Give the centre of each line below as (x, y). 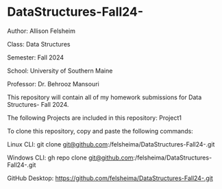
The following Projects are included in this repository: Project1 (94, 118)
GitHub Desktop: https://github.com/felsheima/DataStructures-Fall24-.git (110, 178)
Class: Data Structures (39, 44)
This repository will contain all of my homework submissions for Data (104, 97)
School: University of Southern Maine (60, 71)
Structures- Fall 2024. (38, 104)
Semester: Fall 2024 (36, 57)
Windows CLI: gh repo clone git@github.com (70, 157)
